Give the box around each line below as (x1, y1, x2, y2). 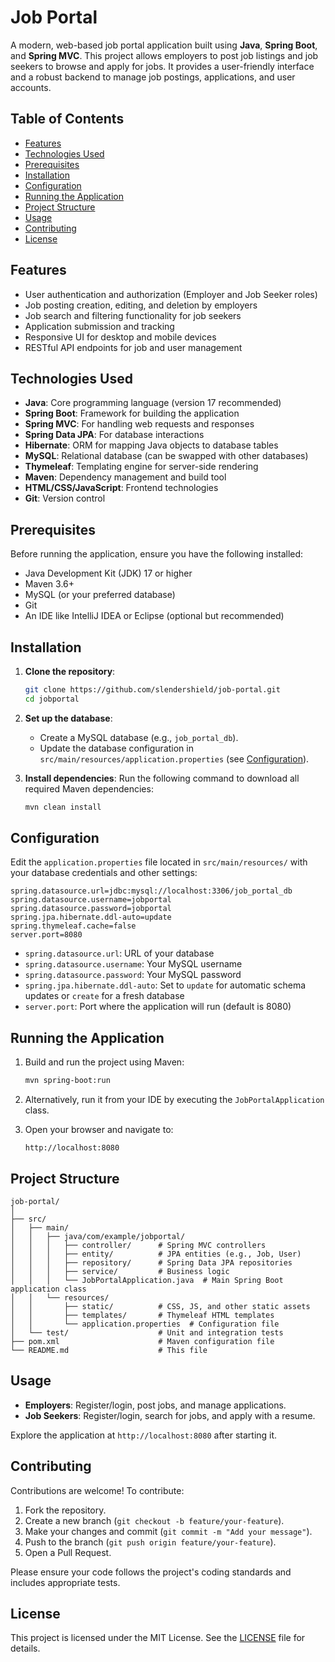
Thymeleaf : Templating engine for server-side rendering (24, 461, 259, 473)
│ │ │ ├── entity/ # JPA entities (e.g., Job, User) (10, 1249, 302, 1259)
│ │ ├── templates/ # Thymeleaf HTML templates (10, 1310, 275, 1320)
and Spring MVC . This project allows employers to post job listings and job (10, 49, 319, 61)
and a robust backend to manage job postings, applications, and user (10, 71, 296, 83)
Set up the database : (24, 712, 113, 724)
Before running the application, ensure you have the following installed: (10, 548, 304, 560)
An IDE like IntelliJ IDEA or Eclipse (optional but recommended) (24, 610, 285, 622)
